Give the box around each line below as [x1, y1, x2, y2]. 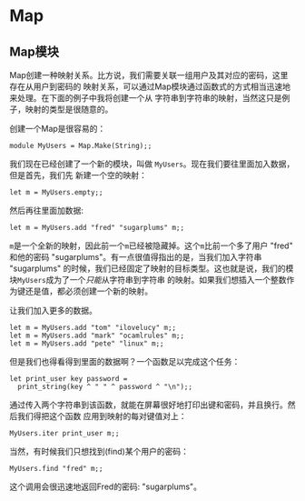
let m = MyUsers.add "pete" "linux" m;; [9, 339, 165, 348]
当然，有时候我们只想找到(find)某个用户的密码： [9, 446, 189, 456]
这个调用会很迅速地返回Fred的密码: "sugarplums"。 [9, 481, 202, 492]
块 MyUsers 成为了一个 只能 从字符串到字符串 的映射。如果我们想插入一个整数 [9, 275, 288, 285]
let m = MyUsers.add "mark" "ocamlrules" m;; [9, 331, 184, 340]
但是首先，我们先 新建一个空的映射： [9, 170, 147, 180]
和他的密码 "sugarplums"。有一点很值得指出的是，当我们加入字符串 [9, 252, 262, 262]
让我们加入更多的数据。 [9, 306, 97, 316]
